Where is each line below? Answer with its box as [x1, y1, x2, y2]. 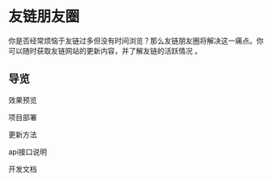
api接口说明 [8, 147, 47, 157]
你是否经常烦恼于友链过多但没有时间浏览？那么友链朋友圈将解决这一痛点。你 [8, 36, 264, 45]
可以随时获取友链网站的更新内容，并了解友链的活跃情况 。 [8, 45, 202, 55]
